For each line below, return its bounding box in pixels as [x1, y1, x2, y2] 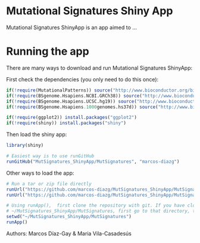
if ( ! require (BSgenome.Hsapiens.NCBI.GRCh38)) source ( [6, 93, 143, 99]
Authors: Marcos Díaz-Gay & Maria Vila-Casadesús [6, 230, 132, 237]
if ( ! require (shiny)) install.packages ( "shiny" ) [6, 120, 127, 126]
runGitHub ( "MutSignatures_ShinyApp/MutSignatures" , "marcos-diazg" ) [6, 159, 180, 165]
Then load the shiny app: [6, 131, 67, 138]
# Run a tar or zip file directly [6, 181, 92, 187]
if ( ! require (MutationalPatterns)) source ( [6, 87, 113, 93]
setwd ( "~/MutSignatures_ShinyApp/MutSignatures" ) [6, 214, 132, 220]
